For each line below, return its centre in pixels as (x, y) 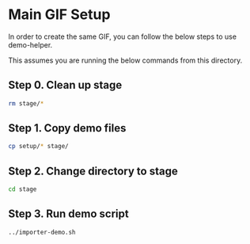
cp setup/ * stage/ (38, 147)
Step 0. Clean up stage (65, 85)
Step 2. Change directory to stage (93, 171)
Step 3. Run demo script (68, 214)
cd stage (23, 189)
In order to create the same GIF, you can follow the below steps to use (123, 36)
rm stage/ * (26, 103)
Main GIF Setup (59, 15)
